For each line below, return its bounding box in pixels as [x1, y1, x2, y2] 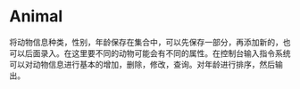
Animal [9, 6, 63, 27]
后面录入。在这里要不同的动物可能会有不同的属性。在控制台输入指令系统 [24, 47, 291, 59]
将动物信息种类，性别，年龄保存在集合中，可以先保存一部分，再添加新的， [9, 36, 283, 47]
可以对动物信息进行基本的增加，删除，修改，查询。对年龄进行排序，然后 [9, 59, 275, 69]
